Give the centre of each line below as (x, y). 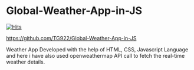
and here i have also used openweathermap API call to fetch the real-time (96, 55)
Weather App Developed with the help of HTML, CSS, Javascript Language (97, 49)
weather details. (26, 62)
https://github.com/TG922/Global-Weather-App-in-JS (71, 38)
